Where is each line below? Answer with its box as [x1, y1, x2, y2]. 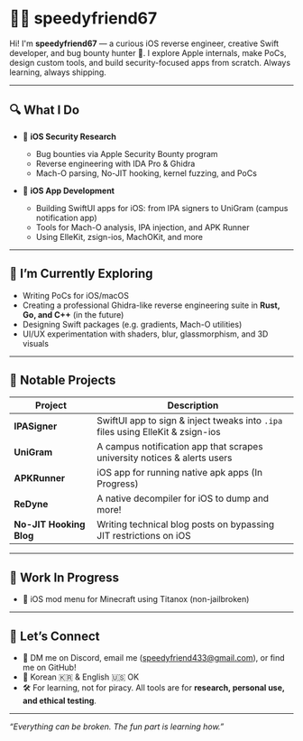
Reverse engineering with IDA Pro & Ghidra [35, 158, 196, 169]
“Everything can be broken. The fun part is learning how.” [9, 721, 225, 732]
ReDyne [14, 498, 49, 511]
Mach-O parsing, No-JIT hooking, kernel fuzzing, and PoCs [35, 167, 257, 179]
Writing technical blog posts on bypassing [96, 518, 275, 531]
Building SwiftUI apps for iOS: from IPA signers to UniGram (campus [35, 202, 289, 213]
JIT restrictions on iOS [96, 530, 191, 542]
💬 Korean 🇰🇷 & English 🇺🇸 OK [22, 672, 140, 682]
